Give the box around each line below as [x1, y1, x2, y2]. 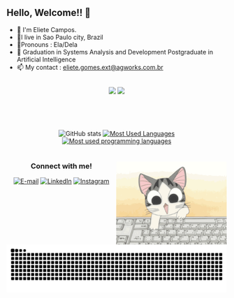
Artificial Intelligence [16, 55, 76, 64]
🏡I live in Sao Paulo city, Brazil [16, 33, 104, 41]
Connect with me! [30, 161, 92, 171]
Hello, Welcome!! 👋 [6, 7, 92, 19]
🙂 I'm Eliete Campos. [16, 25, 77, 33]
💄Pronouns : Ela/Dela [16, 40, 78, 49]
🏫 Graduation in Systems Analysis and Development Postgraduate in [16, 47, 214, 56]
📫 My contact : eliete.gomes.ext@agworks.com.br [16, 63, 163, 71]
